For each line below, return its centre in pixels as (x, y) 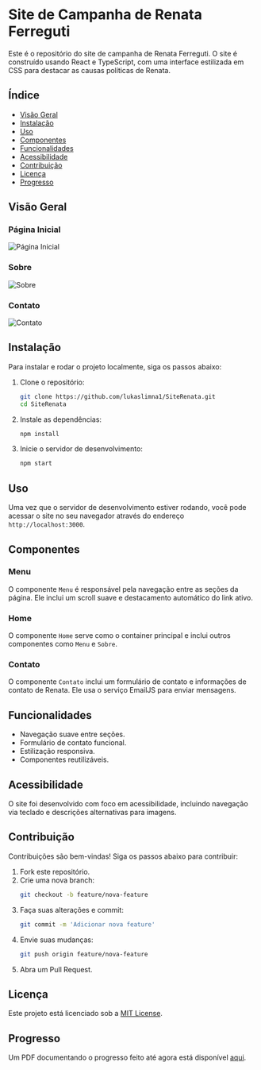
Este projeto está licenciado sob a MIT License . (85, 1014)
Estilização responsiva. (57, 751)
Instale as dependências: (60, 419)
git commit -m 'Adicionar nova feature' (87, 924)
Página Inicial (35, 230)
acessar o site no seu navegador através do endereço (96, 516)
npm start (36, 464)
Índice (24, 96)
